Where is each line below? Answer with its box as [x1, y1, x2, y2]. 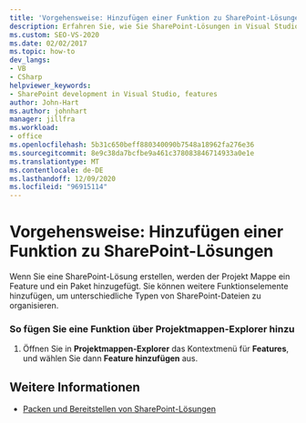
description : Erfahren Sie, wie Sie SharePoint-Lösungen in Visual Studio [9, 22, 300, 31]
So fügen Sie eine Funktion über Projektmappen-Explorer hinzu [9, 322, 295, 335]
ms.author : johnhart [9, 106, 88, 116]
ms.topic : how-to [9, 47, 76, 56]
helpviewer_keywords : [9, 81, 92, 90]
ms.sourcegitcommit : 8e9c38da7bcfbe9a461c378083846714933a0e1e [9, 148, 255, 157]
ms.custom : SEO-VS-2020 [9, 30, 100, 39]
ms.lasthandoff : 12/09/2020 [9, 174, 117, 183]
